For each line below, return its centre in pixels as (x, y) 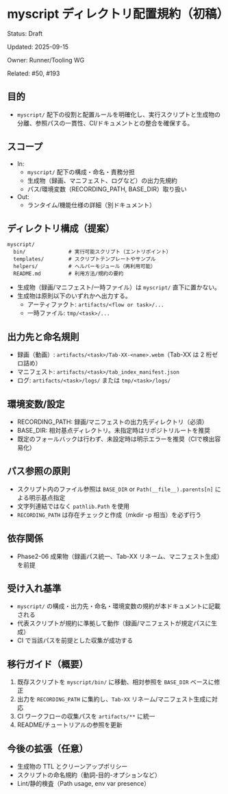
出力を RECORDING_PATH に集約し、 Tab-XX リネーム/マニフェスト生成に (114, 699)
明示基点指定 (47, 497)
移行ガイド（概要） (48, 664)
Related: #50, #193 (34, 73)
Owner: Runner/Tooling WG (46, 60)
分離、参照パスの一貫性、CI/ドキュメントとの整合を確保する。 (105, 123)
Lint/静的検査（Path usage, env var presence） (84, 784)
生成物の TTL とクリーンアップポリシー (72, 767)
